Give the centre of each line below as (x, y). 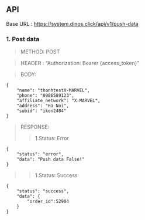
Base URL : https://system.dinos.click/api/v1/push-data (72, 23)
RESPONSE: (35, 127)
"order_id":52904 (48, 202)
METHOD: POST (40, 52)
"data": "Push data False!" (51, 160)
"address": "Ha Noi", (43, 106)
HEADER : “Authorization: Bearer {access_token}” (80, 63)
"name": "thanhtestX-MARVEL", (53, 90)
